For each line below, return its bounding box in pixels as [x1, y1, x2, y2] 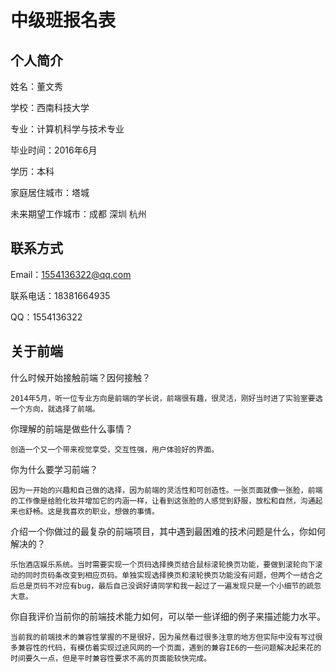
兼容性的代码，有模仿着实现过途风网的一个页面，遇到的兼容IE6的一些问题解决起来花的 [17, 642, 322, 653]
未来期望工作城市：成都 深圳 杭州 [10, 208, 147, 220]
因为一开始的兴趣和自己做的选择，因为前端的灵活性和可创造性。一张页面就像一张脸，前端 [10, 485, 323, 495]
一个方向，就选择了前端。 [10, 404, 100, 414]
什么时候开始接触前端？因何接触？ [10, 371, 151, 383]
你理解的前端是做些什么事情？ [10, 422, 133, 435]
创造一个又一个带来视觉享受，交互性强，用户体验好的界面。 [10, 444, 219, 455]
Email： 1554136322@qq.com [10, 268, 132, 280]
